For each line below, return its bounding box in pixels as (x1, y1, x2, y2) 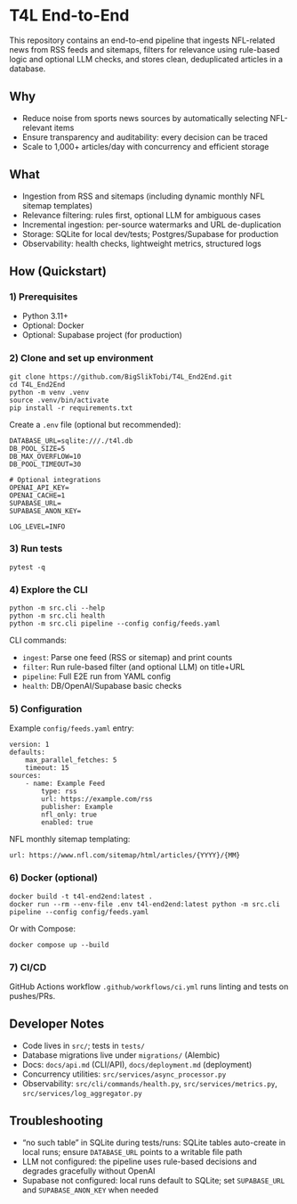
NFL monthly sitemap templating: (9, 834, 131, 845)
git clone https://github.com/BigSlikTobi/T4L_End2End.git (9, 372, 233, 381)
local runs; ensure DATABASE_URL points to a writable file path (21, 1146, 243, 1157)
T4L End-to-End (9, 5, 130, 26)
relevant (21, 122, 52, 133)
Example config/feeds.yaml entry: (9, 723, 135, 733)
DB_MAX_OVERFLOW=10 (9, 452, 82, 461)
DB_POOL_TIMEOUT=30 (9, 460, 82, 469)
